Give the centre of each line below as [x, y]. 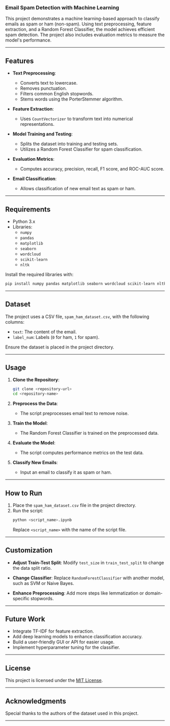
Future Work [25, 619]
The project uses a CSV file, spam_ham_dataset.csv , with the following [77, 317]
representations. [37, 124]
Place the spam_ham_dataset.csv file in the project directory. [74, 505]
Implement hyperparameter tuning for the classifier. [66, 647]
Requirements [28, 209]
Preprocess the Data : [35, 404]
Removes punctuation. [44, 88]
